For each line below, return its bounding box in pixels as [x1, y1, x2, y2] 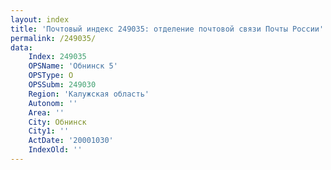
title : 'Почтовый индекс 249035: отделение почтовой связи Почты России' [10, 24, 325, 34]
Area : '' [28, 107, 65, 118]
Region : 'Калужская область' [28, 89, 150, 99]
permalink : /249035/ [10, 33, 97, 43]
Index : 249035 [28, 52, 87, 62]
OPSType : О [28, 71, 74, 81]
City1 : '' [28, 126, 70, 136]
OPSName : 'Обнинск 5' [28, 61, 118, 71]
